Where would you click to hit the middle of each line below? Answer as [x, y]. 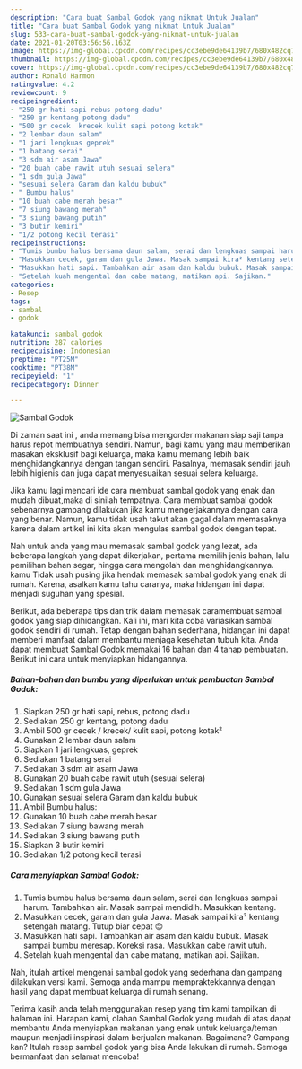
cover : [22, 68]
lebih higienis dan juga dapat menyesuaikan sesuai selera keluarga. [134, 473]
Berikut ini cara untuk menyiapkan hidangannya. [99, 659]
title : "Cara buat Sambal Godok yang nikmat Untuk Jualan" [123, 26]
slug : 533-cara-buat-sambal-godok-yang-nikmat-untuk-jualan [125, 34]
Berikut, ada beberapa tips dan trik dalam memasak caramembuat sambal [147, 611]
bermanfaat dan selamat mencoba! [75, 1056]
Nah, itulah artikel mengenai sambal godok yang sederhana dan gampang [147, 973]
